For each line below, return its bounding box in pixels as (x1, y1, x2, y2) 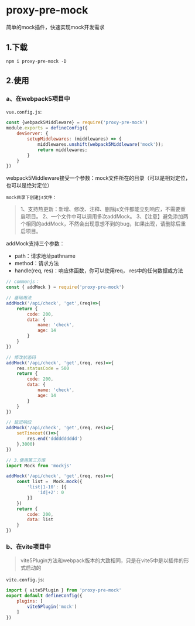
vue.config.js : (6, 108, 42, 115)
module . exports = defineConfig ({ (6, 125, 88, 131)
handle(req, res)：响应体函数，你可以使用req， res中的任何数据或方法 (14, 267, 183, 274)
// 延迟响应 (6, 419, 32, 425)
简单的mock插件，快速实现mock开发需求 (6, 23, 105, 30)
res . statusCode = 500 (16, 365, 69, 371)
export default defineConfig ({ (6, 593, 83, 599)
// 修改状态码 (6, 354, 36, 360)
